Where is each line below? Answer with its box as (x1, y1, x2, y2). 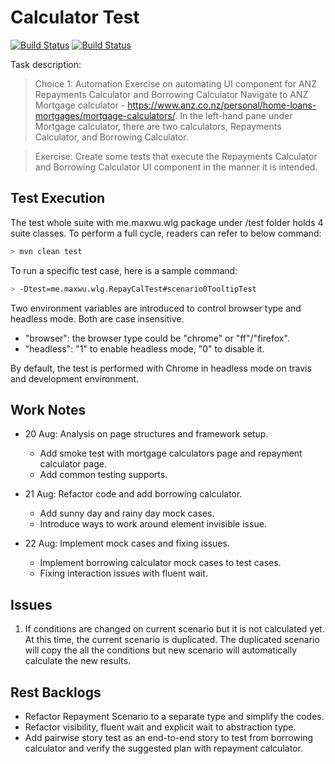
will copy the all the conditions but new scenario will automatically (24, 644, 298, 656)
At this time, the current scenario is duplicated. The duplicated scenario (24, 634, 320, 646)
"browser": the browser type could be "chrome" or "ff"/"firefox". (24, 332, 290, 344)
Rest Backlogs (10, 684, 102, 701)
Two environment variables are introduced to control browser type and (10, 302, 302, 314)
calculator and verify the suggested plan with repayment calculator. (24, 742, 303, 754)
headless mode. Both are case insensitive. (10, 312, 185, 325)
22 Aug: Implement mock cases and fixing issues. (24, 537, 230, 550)
